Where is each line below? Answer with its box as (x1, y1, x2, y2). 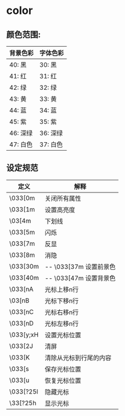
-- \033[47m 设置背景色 (44, 274, 116, 282)
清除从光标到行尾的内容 (44, 353, 112, 362)
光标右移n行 (44, 308, 79, 316)
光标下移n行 (44, 296, 79, 305)
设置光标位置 (44, 330, 82, 339)
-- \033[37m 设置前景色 (44, 262, 116, 271)
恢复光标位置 (44, 376, 82, 384)
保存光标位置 (44, 365, 82, 373)
